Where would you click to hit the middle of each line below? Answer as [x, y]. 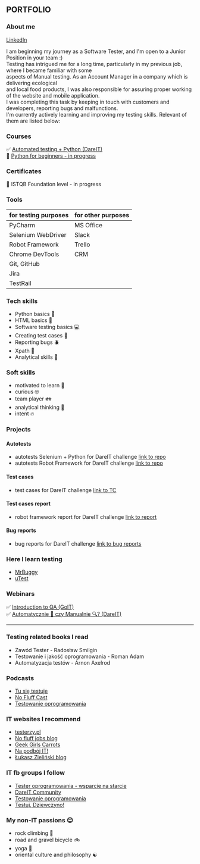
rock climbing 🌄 [34, 833]
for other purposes [102, 215]
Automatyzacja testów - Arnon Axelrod [62, 662]
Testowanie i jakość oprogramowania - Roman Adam [79, 656]
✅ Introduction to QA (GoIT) [40, 607]
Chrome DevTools [34, 254]
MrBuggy [26, 572]
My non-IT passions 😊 [40, 820]
